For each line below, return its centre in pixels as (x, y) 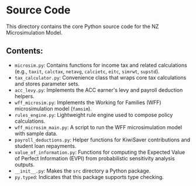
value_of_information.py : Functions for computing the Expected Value (100, 152)
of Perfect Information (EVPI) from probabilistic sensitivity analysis (95, 158)
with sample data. (36, 133)
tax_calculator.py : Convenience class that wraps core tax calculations (100, 77)
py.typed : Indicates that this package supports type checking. (89, 177)
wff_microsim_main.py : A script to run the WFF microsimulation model (98, 127)
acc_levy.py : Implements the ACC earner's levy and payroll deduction (99, 90)
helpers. (25, 96)
